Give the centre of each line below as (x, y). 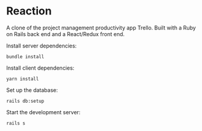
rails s (16, 123)
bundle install (25, 56)
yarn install (23, 79)
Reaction (29, 11)
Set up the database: (32, 90)
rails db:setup (25, 101)
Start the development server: (43, 112)
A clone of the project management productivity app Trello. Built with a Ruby (101, 28)
